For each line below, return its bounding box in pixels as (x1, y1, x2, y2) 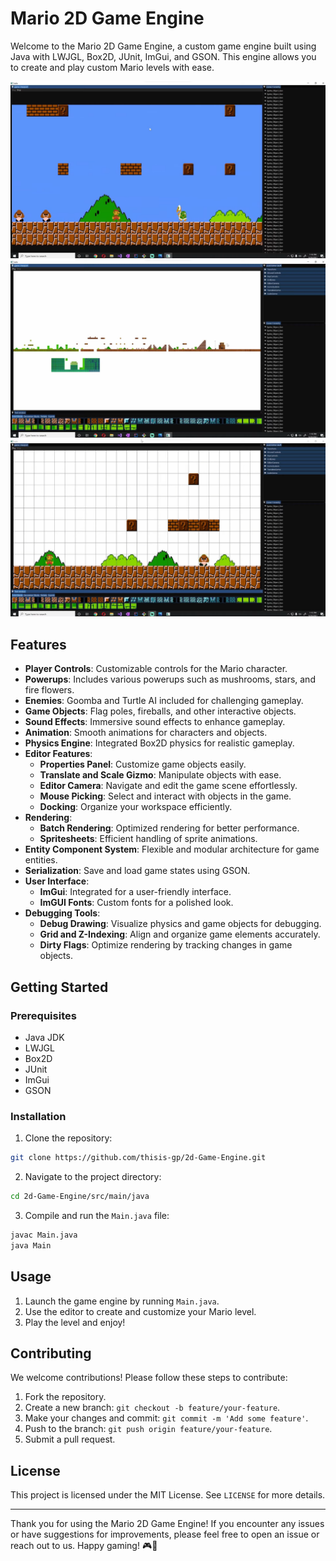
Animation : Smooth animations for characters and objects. (24, 727, 268, 739)
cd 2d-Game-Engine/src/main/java (10, 1192, 150, 1202)
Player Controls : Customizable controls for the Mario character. (24, 663, 288, 675)
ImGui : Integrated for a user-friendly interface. (39, 886, 232, 898)
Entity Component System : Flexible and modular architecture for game (24, 843, 320, 856)
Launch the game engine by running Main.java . (24, 1295, 220, 1307)
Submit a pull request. (24, 1433, 116, 1446)
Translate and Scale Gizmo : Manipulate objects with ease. (39, 769, 282, 781)
